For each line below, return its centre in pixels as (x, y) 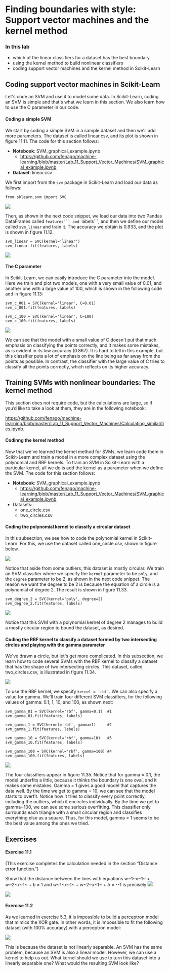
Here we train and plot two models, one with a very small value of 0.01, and (83, 283)
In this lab (17, 47)
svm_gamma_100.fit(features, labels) (45, 756)
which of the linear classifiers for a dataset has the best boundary (81, 58)
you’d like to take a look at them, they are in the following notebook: (76, 408)
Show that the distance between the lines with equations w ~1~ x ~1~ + (78, 878)
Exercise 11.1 (18, 852)
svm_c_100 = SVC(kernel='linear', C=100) (50, 316)
